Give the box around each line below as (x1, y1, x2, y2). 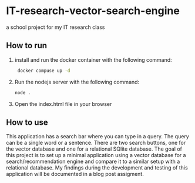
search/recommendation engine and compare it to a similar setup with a (6, 158, 180, 165)
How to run (6, 41, 48, 51)
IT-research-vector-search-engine (6, 4, 180, 18)
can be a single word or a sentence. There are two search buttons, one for (6, 139, 186, 147)
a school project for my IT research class (6, 24, 105, 31)
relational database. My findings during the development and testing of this (6, 164, 188, 171)
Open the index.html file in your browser (14, 100, 112, 107)
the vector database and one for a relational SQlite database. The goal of (6, 145, 182, 152)
